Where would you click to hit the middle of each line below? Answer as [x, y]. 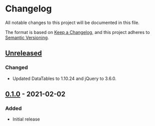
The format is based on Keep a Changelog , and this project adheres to [77, 32]
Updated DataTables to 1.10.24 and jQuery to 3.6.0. [64, 78]
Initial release [26, 119]
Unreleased [24, 53]
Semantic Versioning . [27, 37]
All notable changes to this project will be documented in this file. [72, 22]
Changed [17, 67]
